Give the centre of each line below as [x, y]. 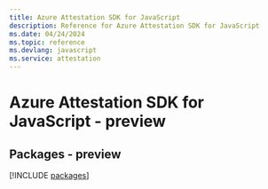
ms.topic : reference [47, 42]
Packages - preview [65, 154]
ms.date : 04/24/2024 [47, 34]
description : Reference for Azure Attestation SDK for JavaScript [134, 26]
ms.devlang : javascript [53, 51]
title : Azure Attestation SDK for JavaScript [95, 17]
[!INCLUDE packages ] [49, 175]
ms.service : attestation [55, 59]
